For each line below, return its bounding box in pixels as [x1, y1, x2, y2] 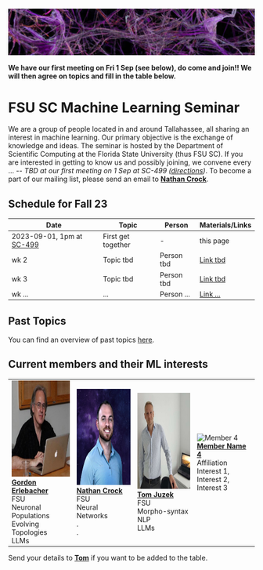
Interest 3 [196, 483, 229, 492]
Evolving [11, 519, 39, 528]
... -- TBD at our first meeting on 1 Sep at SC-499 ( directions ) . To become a [8, 166, 252, 176]
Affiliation [196, 458, 228, 467]
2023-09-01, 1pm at [11, 232, 83, 241]
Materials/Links [199, 220, 252, 230]
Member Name [196, 441, 247, 451]
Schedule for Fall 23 [8, 197, 108, 210]
